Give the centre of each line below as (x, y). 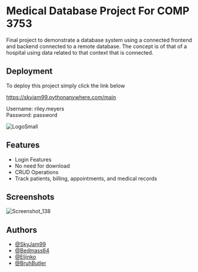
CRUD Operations (37, 172)
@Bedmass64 (32, 251)
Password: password (32, 115)
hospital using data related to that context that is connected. (80, 52)
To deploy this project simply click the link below (66, 86)
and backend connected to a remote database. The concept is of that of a (97, 46)
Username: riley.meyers (35, 109)
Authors (22, 230)
